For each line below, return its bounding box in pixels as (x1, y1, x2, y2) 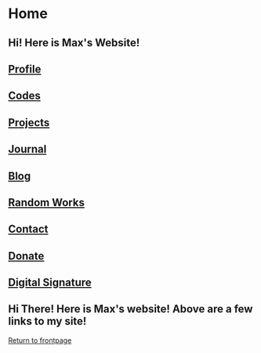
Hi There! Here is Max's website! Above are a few (8, 303, 253, 316)
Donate (8, 249, 45, 263)
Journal (8, 143, 47, 156)
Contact (8, 223, 49, 236)
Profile (8, 62, 42, 75)
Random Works (8, 195, 85, 209)
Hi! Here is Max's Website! (8, 36, 140, 49)
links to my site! (8, 315, 87, 328)
